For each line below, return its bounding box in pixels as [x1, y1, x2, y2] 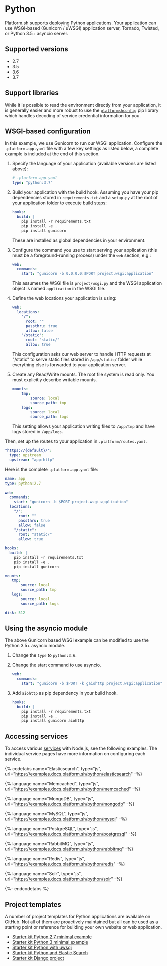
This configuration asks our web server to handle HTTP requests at [12, 351, 151, 357]
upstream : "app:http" [9, 457, 55, 462]
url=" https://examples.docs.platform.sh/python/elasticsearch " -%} [5, 771, 142, 777]
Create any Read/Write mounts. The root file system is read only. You [12, 371, 155, 377]
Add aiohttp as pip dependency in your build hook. [12, 690, 118, 696]
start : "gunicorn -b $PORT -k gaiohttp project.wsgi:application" [21, 681, 163, 686]
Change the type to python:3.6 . [12, 652, 77, 658]
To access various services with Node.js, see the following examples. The [5, 745, 157, 751]
